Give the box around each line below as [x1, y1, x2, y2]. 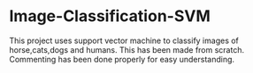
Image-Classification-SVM [9, 6, 211, 26]
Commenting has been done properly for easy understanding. [9, 54, 235, 64]
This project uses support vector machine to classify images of [9, 35, 239, 46]
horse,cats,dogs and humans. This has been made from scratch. [9, 44, 245, 55]
